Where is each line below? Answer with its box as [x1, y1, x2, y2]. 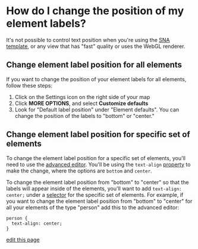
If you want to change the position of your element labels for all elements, [6, 75, 187, 82]
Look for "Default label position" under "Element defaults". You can [14, 106, 180, 113]
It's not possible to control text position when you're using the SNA [6, 36, 171, 43]
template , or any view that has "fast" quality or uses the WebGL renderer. [6, 43, 186, 50]
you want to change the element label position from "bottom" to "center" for [6, 197, 193, 205]
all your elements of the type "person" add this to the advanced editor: [6, 203, 180, 211]
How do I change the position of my [6, 4, 184, 18]
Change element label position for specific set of [6, 129, 190, 140]
